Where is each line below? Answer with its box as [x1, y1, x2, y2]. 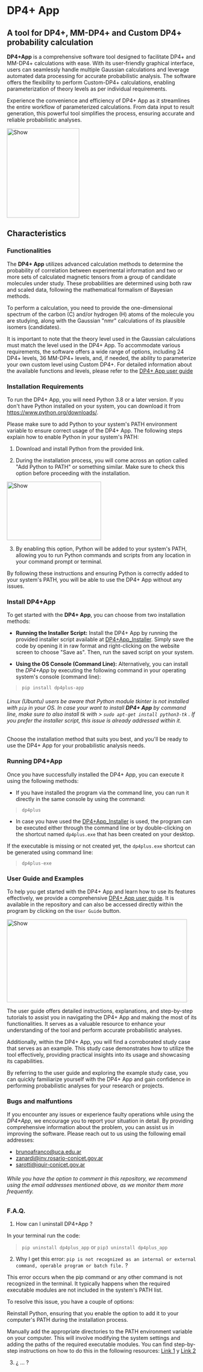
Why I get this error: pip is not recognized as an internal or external [15, 1255, 196, 1263]
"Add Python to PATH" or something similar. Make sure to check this [15, 463, 185, 470]
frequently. [7, 1188, 34, 1195]
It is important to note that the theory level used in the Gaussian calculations [7, 335, 196, 342]
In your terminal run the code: [7, 1232, 81, 1239]
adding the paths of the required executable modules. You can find [7, 1341, 173, 1348]
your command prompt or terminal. [15, 558, 103, 565]
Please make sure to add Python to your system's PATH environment [7, 420, 178, 428]
